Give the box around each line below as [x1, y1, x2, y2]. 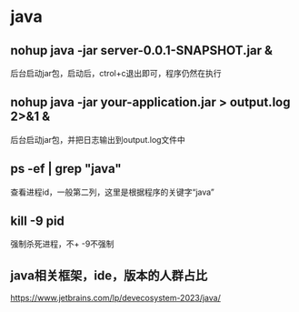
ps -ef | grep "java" [10, 161, 122, 176]
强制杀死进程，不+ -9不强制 [10, 238, 115, 249]
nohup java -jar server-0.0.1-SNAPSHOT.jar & [10, 43, 274, 58]
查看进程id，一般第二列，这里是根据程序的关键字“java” [10, 186, 214, 197]
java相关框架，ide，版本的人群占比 [10, 267, 208, 283]
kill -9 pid [10, 214, 65, 229]
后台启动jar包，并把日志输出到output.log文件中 [10, 134, 185, 145]
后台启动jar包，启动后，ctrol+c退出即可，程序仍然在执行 [10, 68, 222, 78]
